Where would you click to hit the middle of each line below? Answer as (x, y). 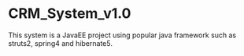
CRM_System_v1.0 (70, 14)
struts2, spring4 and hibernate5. (60, 43)
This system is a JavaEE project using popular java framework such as (122, 35)
